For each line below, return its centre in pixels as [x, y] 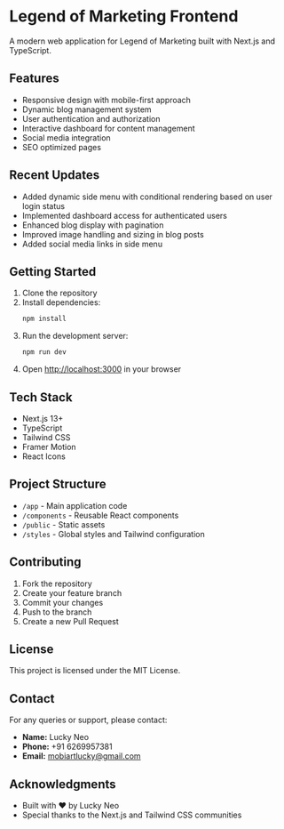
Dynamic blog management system [87, 109]
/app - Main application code [75, 505]
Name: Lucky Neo [55, 737]
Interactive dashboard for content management [108, 128]
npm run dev [44, 352]
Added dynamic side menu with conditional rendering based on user [147, 197]
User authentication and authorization [91, 118]
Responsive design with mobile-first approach [106, 100]
